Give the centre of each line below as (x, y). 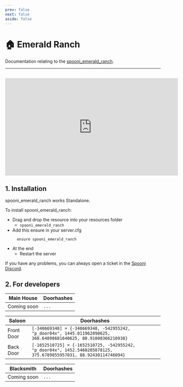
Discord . (14, 269)
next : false (17, 14)
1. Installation (26, 189)
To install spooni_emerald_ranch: (38, 210)
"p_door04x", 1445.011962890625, (71, 333)
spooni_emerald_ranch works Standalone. (48, 200)
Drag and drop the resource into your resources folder (67, 220)
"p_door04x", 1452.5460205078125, (72, 350)
